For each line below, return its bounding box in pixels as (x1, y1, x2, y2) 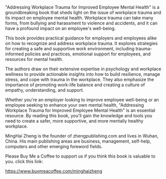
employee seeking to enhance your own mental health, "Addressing (5, 102, 144, 108)
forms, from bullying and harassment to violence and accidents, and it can (5, 20, 158, 26)
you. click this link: (5, 159, 43, 164)
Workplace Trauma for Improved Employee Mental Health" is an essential (5, 107, 156, 113)
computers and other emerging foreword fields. (5, 144, 103, 149)
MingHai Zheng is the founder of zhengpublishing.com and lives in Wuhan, (5, 133, 159, 139)
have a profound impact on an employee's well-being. (5, 25, 116, 31)
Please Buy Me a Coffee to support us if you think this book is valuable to (5, 153, 156, 159)
